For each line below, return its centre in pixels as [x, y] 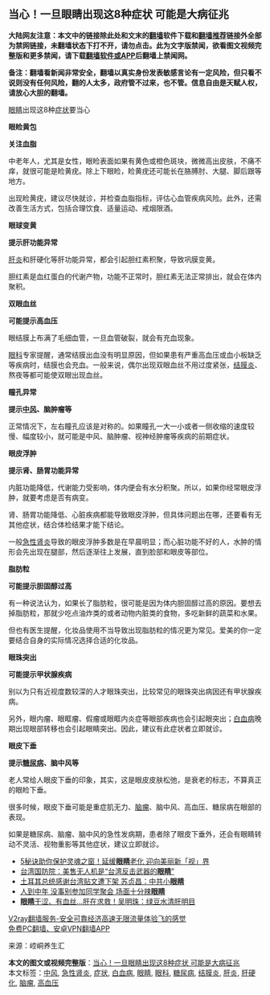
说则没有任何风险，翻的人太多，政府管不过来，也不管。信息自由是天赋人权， [135, 82]
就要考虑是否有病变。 [57, 497]
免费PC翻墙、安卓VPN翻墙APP [59, 928]
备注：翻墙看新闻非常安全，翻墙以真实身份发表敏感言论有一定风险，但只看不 [135, 72]
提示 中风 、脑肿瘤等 [40, 409]
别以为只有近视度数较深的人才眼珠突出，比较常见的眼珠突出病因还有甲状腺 [131, 691]
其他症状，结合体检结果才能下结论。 [68, 524]
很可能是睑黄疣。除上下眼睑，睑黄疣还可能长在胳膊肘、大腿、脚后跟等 [145, 170]
